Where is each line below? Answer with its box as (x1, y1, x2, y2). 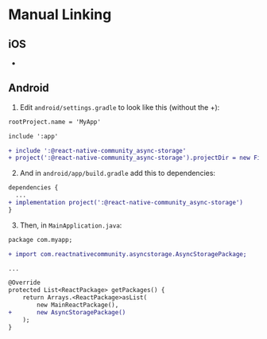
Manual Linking (8, 6, 112, 24)
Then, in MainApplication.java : (19, 220, 122, 230)
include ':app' (8, 132, 59, 140)
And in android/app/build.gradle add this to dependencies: (19, 169, 216, 178)
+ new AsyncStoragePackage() (8, 308, 126, 316)
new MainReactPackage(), (37, 301, 119, 310)
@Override (8, 279, 41, 287)
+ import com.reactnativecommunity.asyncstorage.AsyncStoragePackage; (8, 250, 247, 258)
